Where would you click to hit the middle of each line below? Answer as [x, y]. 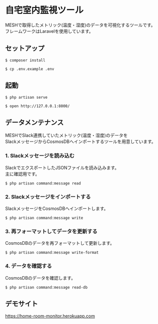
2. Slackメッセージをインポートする [48, 196]
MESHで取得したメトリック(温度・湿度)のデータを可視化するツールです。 [80, 25]
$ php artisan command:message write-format [52, 253]
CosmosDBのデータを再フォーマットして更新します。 [60, 243]
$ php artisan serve [27, 97]
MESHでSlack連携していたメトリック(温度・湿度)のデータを [67, 136]
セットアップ [25, 49]
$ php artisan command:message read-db [46, 287]
